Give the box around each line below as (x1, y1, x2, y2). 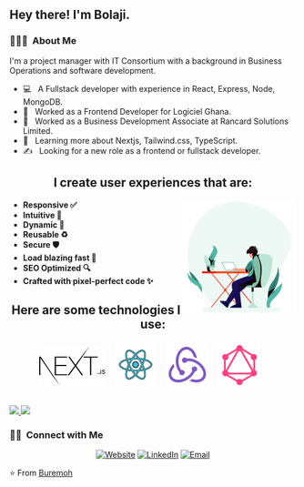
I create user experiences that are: (53, 175, 253, 190)
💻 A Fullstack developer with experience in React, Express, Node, (22, 83, 276, 94)
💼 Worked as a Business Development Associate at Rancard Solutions (22, 116, 289, 127)
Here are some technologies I (11, 302, 181, 318)
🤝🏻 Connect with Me (9, 428, 104, 441)
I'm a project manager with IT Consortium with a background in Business (9, 55, 282, 66)
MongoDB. (22, 96, 64, 107)
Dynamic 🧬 (22, 218, 66, 230)
